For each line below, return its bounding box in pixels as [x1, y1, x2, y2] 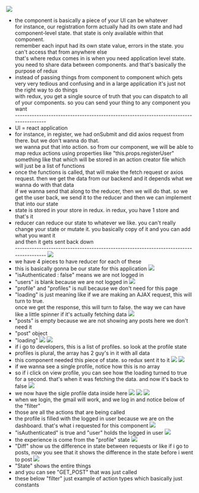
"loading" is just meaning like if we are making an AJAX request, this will [14, 291, 192, 298]
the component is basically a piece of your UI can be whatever [14, 17, 168, 24]
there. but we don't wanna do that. [14, 137, 100, 144]
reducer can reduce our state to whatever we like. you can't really [14, 219, 176, 226]
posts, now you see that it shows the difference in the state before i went [14, 449, 194, 455]
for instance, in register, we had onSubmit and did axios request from [14, 131, 184, 138]
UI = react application [14, 124, 68, 131]
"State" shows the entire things [14, 462, 91, 469]
